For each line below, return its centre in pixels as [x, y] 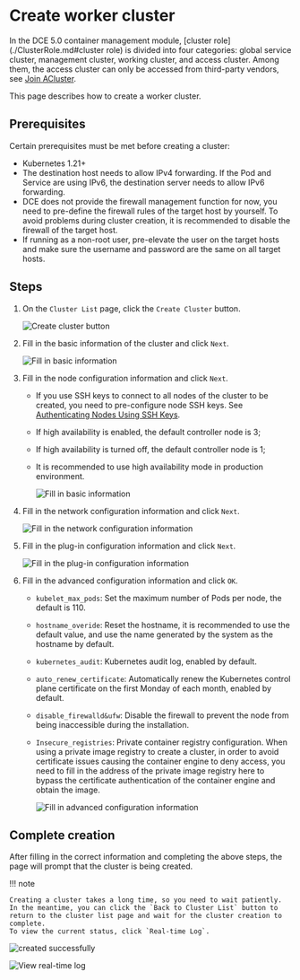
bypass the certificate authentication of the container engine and [155, 780]
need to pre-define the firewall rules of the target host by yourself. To [150, 211]
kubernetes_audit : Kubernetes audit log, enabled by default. [146, 661]
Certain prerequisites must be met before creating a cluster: [120, 145]
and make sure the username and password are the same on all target [151, 249]
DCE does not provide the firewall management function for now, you [150, 201]
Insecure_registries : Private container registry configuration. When [162, 742]
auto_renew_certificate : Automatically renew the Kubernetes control [163, 678]
